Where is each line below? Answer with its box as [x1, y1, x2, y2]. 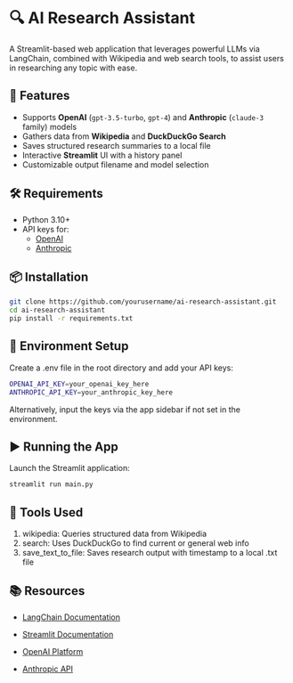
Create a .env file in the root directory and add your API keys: [9, 362, 234, 373]
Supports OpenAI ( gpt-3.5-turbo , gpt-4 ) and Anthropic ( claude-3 [21, 111, 265, 122]
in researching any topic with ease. [9, 62, 138, 73]
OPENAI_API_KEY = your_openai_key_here [9, 379, 150, 388]
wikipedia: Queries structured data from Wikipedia [21, 528, 208, 540]
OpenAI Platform [21, 646, 84, 656]
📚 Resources [9, 583, 85, 598]
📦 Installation [9, 269, 89, 284]
